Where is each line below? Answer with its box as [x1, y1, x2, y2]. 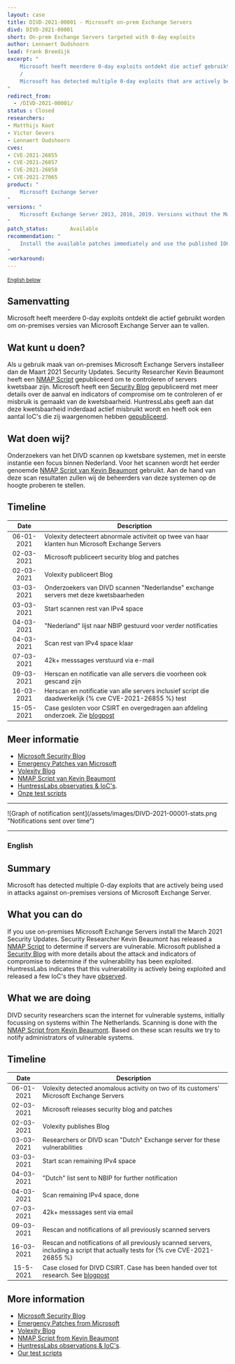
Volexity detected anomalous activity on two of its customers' [42, 1084, 220, 1092]
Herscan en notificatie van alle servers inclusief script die [44, 686, 210, 695]
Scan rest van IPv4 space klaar [44, 639, 134, 647]
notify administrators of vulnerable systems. [7, 1033, 134, 1041]
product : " [7, 181, 39, 188]
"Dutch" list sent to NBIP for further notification [42, 1174, 178, 1182]
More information [7, 1293, 85, 1305]
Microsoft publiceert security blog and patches [44, 553, 180, 562]
